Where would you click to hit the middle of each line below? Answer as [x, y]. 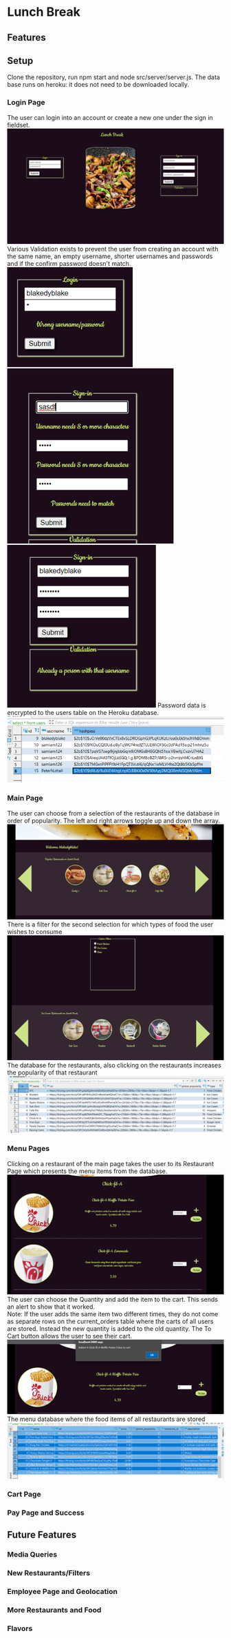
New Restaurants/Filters [49, 1573]
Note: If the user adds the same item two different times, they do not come [113, 1314]
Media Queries [32, 1555]
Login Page [26, 103]
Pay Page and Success [46, 1513]
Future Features [42, 1535]
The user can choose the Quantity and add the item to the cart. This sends [113, 1299]
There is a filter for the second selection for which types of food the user [110, 924]
